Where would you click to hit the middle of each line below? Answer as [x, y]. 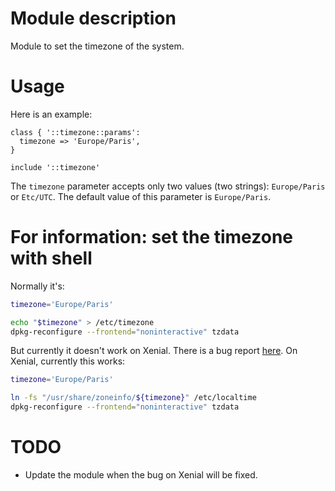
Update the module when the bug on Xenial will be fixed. [141, 475]
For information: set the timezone [151, 237]
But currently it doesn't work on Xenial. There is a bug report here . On [154, 351]
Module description [93, 18]
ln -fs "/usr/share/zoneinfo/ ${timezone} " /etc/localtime [133, 398]
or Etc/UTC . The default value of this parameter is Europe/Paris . [141, 196]
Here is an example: [51, 114]
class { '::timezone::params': [75, 132]
